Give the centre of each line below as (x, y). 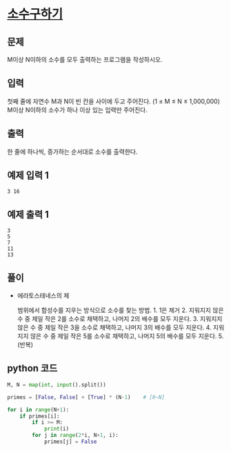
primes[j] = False (70, 442)
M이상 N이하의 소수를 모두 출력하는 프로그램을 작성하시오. (85, 60)
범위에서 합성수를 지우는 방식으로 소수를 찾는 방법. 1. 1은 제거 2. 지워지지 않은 (120, 310)
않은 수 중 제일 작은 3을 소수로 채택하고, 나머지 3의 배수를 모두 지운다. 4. (114, 327)
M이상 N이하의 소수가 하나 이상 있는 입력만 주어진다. (78, 110)
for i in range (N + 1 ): (38, 410)
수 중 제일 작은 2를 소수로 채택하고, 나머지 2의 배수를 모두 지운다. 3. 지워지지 (120, 319)
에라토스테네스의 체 (43, 296)
